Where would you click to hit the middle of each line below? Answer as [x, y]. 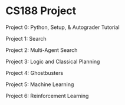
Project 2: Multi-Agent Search [42, 50]
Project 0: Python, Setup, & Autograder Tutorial [63, 27]
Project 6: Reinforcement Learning [47, 96]
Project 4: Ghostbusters [34, 73]
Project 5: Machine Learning [40, 84]
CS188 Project [41, 11]
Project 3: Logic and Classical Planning [53, 61]
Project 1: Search [26, 38]
